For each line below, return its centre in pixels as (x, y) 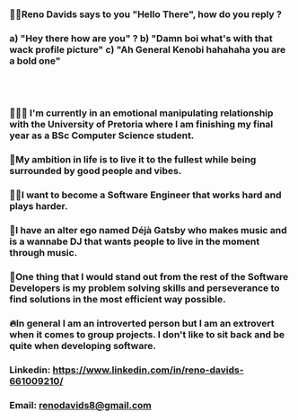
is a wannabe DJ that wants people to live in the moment (135, 241)
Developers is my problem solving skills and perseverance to (145, 288)
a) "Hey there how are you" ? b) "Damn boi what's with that (141, 38)
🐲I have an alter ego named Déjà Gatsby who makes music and (148, 230)
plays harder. (39, 206)
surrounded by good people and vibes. (96, 171)
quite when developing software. (83, 346)
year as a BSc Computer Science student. (102, 136)
